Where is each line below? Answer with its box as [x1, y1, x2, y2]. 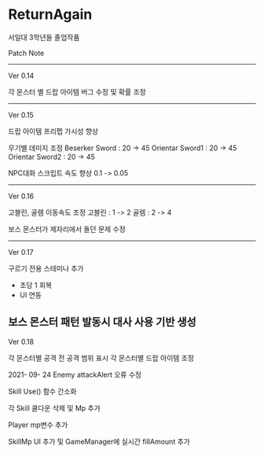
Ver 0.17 [8, 247, 34, 257]
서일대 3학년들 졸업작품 [8, 32, 80, 42]
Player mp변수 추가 [8, 419, 68, 430]
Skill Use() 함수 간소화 [8, 386, 77, 396]
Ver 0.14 [8, 71, 35, 80]
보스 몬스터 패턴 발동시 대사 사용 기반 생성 [8, 316, 196, 329]
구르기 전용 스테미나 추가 [8, 264, 84, 273]
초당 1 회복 [19, 280, 53, 290]
